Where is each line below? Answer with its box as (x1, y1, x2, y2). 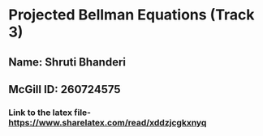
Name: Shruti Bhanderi (8, 55, 126, 69)
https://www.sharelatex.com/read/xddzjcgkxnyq (8, 117, 207, 128)
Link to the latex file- (8, 107, 92, 118)
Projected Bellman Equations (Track (8, 6, 255, 24)
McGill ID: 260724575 (8, 83, 121, 96)
